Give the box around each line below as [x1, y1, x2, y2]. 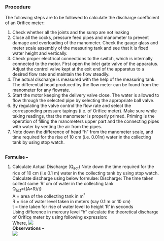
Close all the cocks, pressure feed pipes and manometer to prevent [12, 34, 149, 40]
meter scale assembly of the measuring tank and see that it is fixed [12, 45, 149, 51]
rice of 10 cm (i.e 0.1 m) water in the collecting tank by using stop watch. [12, 170, 159, 176]
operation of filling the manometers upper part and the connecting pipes [12, 118, 159, 124]
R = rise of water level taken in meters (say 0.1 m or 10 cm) [12, 198, 131, 204]
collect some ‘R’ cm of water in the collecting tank [12, 181, 114, 187]
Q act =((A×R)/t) [12, 186, 42, 193]
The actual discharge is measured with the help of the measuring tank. [12, 76, 156, 82]
